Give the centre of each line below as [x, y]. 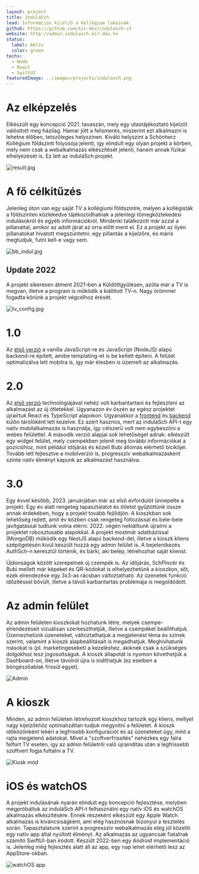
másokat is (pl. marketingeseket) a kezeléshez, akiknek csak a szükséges [97, 647]
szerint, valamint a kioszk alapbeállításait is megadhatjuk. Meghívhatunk [95, 641]
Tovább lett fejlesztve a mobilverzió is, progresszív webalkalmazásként [93, 453]
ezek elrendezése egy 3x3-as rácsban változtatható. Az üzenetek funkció [97, 575]
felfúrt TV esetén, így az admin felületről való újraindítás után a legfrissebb [98, 744]
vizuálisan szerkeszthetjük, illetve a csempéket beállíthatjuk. [115, 629]
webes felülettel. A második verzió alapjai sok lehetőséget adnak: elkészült [98, 434]
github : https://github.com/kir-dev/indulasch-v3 [69, 28]
